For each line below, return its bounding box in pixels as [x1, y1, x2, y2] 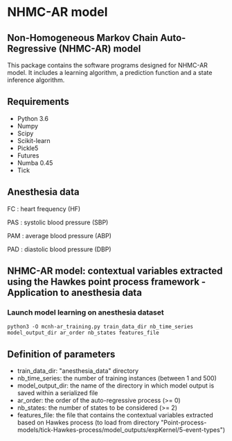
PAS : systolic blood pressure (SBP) [7, 218, 109, 226]
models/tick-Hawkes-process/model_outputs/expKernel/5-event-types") [17, 426, 226, 434]
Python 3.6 [17, 114, 48, 122]
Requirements [7, 96, 69, 108]
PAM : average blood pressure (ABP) [7, 231, 112, 240]
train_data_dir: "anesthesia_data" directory [17, 367, 139, 375]
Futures [17, 151, 39, 160]
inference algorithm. [7, 76, 65, 84]
